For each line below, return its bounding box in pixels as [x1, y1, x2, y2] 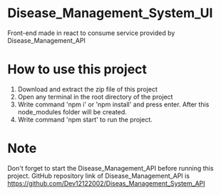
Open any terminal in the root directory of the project [17, 92, 173, 101]
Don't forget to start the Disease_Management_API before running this [7, 164, 214, 172]
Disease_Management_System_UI [7, 5, 213, 21]
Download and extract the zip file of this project [17, 84, 158, 94]
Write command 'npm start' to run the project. [17, 115, 153, 124]
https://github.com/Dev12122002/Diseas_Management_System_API [7, 179, 205, 187]
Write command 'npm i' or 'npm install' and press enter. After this [17, 100, 210, 109]
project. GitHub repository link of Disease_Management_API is [7, 171, 190, 180]
